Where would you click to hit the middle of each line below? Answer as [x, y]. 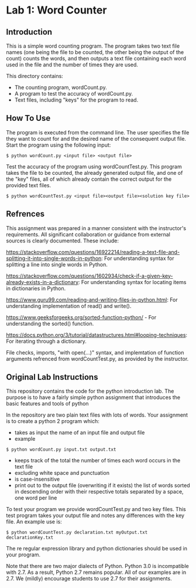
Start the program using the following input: [59, 145]
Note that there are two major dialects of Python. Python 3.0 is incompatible [97, 566]
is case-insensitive [37, 479]
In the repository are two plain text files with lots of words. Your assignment [97, 415]
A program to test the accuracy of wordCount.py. [74, 94]
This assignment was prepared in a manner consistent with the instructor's [96, 228]
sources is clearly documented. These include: [62, 241]
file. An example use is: [34, 522]
